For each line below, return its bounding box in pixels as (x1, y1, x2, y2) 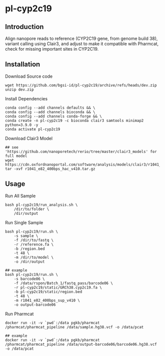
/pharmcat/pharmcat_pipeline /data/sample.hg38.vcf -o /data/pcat (5, 325, 144, 329)
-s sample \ (14, 233, 38, 238)
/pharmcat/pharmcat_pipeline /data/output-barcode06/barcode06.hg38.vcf (5, 342, 157, 347)
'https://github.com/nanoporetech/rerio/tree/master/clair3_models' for (5, 149, 157, 154)
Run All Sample (5, 193, 36, 199)
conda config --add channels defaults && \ (5, 105, 96, 110)
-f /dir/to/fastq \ (14, 237, 54, 242)
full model (5, 153, 27, 158)
